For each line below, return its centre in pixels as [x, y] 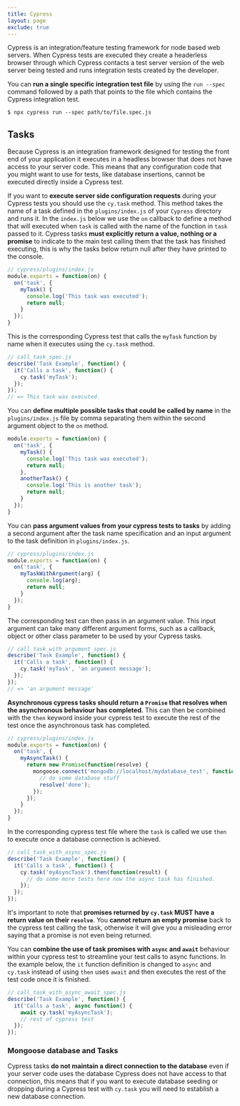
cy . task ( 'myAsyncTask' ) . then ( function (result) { [94, 872]
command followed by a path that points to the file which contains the [110, 92]
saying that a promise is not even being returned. [80, 935]
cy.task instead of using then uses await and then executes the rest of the [117, 972]
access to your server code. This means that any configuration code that [115, 167]
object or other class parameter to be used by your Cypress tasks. [105, 636]
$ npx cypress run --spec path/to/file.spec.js [80, 113]
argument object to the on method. [58, 426]
